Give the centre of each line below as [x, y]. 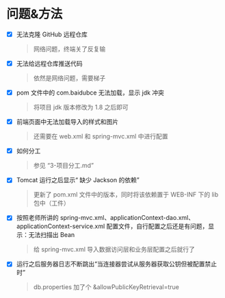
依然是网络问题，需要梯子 [69, 78]
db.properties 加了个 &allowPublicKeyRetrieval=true [106, 287]
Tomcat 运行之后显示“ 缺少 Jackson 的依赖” [78, 180]
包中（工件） [51, 203]
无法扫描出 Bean [52, 235]
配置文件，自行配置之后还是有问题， [157, 226]
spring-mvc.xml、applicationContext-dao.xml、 [127, 218]
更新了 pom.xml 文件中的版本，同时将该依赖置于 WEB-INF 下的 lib [126, 195]
